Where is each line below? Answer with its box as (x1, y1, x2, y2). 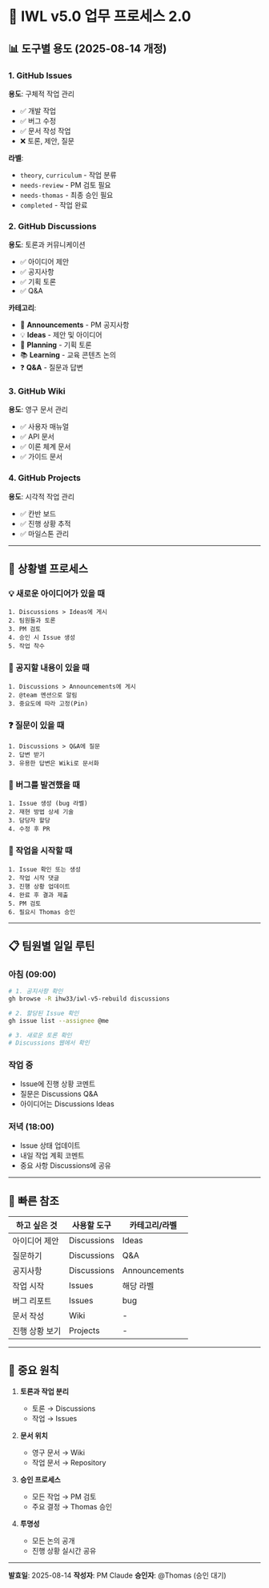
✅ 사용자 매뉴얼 (19, 422, 70, 431)
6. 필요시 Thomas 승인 (8, 907, 76, 916)
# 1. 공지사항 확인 (8, 988, 63, 996)
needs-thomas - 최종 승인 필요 (19, 190, 114, 200)
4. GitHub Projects (8, 472, 82, 483)
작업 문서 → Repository (31, 1457, 106, 1467)
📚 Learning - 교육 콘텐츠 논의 (19, 350, 117, 360)
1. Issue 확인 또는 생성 (8, 865, 82, 874)
